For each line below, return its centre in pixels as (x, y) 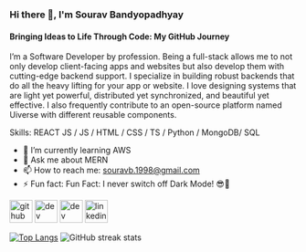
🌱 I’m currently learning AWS (77, 151)
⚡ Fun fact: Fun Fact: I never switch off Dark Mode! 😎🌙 (126, 184)
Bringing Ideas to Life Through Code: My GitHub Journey (120, 37)
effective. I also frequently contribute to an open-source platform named (146, 105)
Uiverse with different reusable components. (93, 115)
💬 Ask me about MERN (65, 160)
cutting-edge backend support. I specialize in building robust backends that (152, 76)
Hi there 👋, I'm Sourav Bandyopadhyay (97, 15)
